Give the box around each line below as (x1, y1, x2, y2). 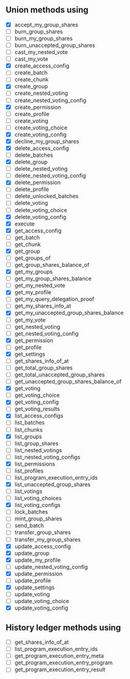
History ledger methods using (5, 622, 121, 633)
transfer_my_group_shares (14, 536, 81, 543)
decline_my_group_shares (14, 137, 80, 145)
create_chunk (14, 76, 49, 83)
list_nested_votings (14, 446, 62, 453)
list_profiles (14, 467, 44, 474)
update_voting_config (14, 604, 68, 612)
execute (14, 220, 35, 227)
